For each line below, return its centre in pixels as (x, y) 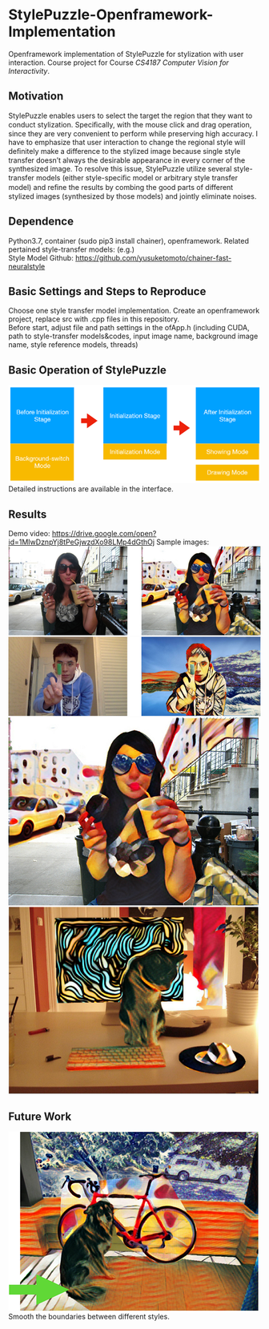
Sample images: (183, 542)
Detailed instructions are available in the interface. (91, 489)
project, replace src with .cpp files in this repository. (94, 319)
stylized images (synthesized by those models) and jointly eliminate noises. (132, 196)
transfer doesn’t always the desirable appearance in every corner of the (127, 160)
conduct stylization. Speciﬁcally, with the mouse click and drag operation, (130, 124)
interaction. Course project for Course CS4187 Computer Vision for (119, 63)
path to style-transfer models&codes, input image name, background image (133, 336)
